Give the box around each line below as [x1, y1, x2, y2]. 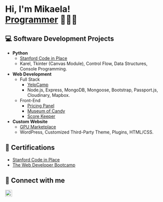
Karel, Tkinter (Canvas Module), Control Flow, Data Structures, [19, 61, 148, 67]
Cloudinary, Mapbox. [27, 92, 70, 98]
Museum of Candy [27, 108, 66, 114]
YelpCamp [27, 82, 49, 87]
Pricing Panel [27, 103, 55, 109]
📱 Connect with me [5, 176, 65, 185]
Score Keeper [27, 113, 56, 119]
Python [12, 50, 28, 56]
